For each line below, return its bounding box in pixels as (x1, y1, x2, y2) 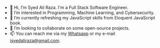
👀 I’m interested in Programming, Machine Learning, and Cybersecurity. (9, 10, 155, 16)
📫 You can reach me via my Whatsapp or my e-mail (9, 31, 115, 36)
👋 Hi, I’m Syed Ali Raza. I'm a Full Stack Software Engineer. (9, 5, 129, 10)
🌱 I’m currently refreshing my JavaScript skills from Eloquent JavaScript (9, 15, 156, 20)
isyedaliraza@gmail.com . (9, 38, 61, 43)
